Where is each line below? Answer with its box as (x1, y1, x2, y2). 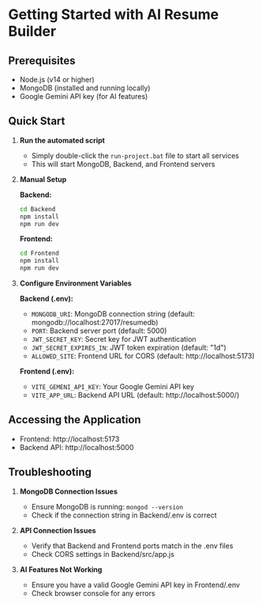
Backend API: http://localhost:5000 (19, 442, 134, 452)
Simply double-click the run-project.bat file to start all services (31, 150, 239, 160)
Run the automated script (19, 135, 105, 145)
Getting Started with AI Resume (8, 6, 219, 24)
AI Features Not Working (19, 564, 103, 574)
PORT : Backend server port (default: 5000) (31, 326, 167, 335)
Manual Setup (19, 174, 67, 184)
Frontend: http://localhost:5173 (19, 434, 120, 444)
